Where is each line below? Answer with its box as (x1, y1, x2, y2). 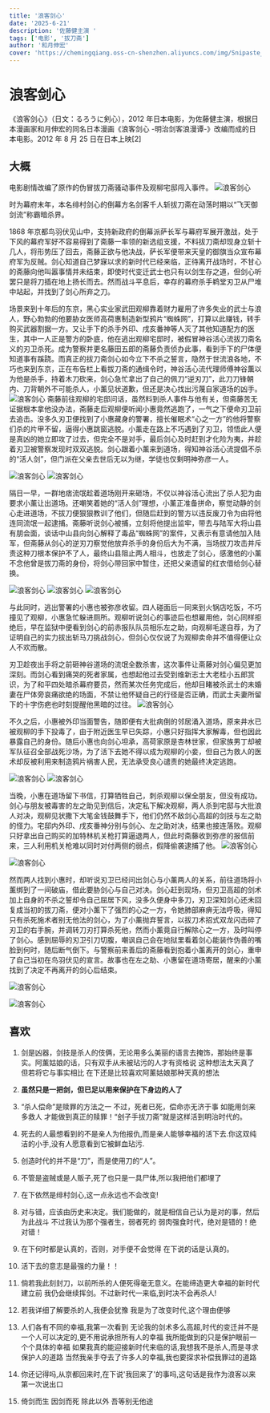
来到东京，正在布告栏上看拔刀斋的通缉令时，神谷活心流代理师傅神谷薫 (22, 364, 255, 373)
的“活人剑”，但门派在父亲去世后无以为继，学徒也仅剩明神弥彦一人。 (9, 454, 233, 463)
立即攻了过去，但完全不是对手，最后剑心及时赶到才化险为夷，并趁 (43, 434, 262, 443)
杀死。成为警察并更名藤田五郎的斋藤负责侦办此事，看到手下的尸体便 (36, 344, 262, 353)
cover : (9, 49, 31, 57)
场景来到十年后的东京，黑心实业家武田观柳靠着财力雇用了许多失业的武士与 (9, 304, 255, 313)
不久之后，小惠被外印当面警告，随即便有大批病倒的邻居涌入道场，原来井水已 (9, 717, 262, 726)
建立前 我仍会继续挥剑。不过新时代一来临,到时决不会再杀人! (20, 1288, 217, 1298)
